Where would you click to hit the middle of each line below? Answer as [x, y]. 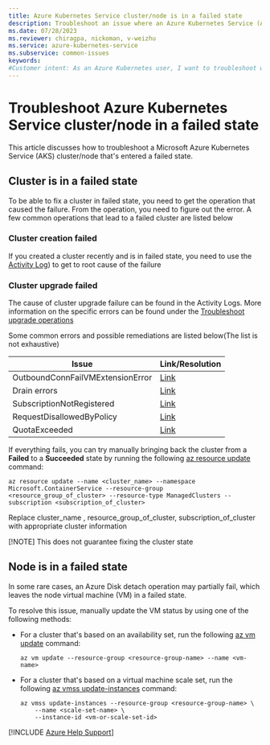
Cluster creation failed [53, 238]
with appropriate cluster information [67, 526]
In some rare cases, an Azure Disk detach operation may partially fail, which [134, 586]
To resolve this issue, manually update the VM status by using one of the [129, 610]
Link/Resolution [190, 364]
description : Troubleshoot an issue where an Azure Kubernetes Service [131, 23]
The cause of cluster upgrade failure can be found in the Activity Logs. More [135, 303]
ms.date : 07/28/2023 [43, 31]
